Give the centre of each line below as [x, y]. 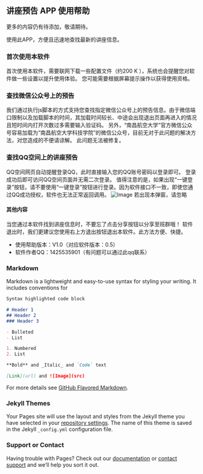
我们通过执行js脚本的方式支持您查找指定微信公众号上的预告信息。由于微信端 [101, 110]
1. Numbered [21, 349]
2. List [16, 354]
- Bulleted [20, 332]
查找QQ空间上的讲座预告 [42, 157]
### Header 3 [23, 321]
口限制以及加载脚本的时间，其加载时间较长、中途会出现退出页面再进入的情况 [101, 117]
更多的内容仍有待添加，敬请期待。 [49, 27]
